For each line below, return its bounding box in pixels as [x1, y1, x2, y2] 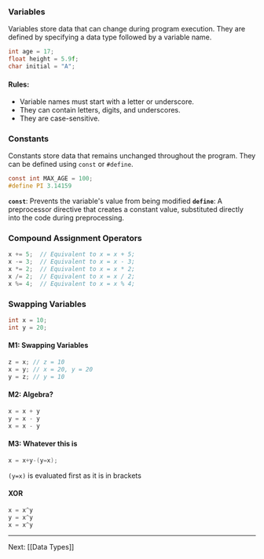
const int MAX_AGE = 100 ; [8, 175, 93, 183]
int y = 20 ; [8, 324, 47, 332]
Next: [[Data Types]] [8, 542, 75, 552]
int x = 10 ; [8, 317, 47, 324]
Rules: [8, 80, 30, 89]
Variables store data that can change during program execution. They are [8, 24, 246, 34]
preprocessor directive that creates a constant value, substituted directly [8, 205, 244, 214]
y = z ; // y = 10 [8, 372, 65, 380]
